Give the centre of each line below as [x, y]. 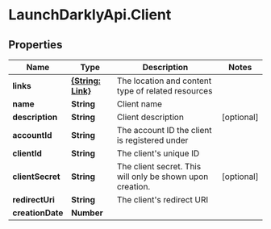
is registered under [152, 140]
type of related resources [165, 91]
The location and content [164, 81]
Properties [35, 45]
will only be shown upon [163, 177]
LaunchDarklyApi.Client [90, 15]
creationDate [38, 213]
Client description [150, 117]
